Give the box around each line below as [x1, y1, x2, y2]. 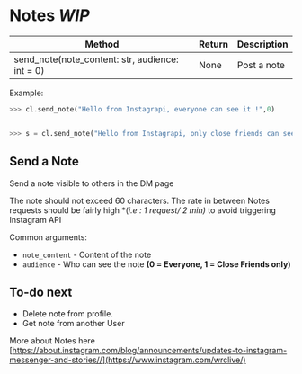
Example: [9, 87, 44, 98]
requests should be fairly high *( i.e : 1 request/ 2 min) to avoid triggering [9, 204, 277, 216]
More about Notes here [9, 335, 96, 346]
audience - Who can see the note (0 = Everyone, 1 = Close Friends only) [22, 258, 291, 270]
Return [199, 38, 229, 50]
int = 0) [13, 64, 45, 76]
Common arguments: [9, 231, 88, 243]
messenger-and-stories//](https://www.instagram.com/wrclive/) [9, 354, 246, 365]
